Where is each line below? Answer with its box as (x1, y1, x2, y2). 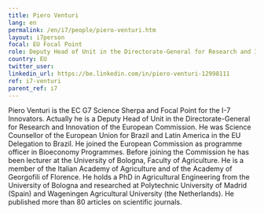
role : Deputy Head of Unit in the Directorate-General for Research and (8, 48, 251, 56)
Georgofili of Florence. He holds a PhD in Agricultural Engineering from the (8, 172, 250, 182)
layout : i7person (8, 33, 65, 42)
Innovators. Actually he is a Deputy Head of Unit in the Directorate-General (8, 114, 251, 124)
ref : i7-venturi (8, 77, 61, 85)
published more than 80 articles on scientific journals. (8, 198, 182, 207)
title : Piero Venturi (8, 11, 79, 20)
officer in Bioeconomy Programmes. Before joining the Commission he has (8, 147, 250, 157)
